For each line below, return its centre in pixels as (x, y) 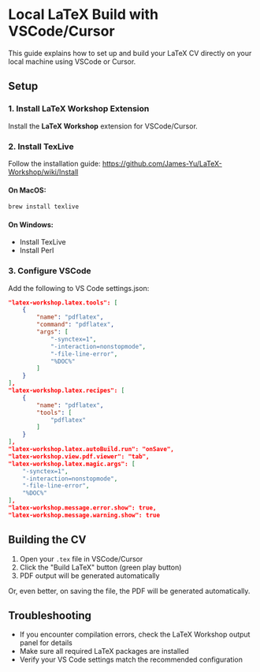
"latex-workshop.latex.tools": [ (63, 302)
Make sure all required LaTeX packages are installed (104, 651)
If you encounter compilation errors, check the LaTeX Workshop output (135, 635)
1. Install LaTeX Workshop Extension (79, 109)
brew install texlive (44, 207)
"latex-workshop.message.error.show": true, (82, 508)
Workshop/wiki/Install (43, 172)
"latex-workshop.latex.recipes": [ (67, 390)
